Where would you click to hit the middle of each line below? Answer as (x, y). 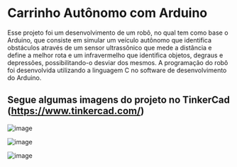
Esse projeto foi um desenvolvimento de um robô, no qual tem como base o (118, 33)
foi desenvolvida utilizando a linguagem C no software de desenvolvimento (117, 70)
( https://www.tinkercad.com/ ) (76, 111)
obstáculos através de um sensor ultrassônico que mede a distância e (110, 47)
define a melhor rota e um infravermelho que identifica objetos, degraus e (115, 55)
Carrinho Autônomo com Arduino (108, 13)
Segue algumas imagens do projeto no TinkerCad (119, 100)
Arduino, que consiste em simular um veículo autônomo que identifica (109, 40)
